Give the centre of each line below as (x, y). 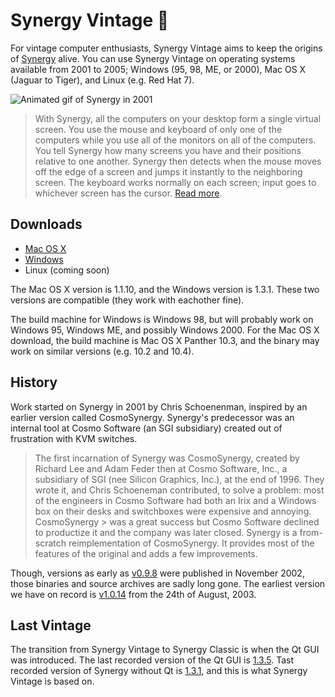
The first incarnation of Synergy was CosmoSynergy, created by (167, 458)
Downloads (46, 224)
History (34, 382)
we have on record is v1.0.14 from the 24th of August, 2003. (133, 594)
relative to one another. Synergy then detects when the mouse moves (178, 161)
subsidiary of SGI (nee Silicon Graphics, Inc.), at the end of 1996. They (179, 479)
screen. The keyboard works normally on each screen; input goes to (175, 182)
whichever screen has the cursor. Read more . (128, 193)
